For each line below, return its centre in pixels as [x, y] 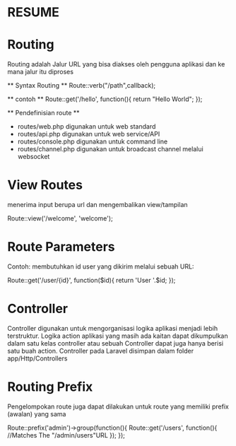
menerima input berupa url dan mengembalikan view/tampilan [98, 205]
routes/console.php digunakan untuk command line [93, 141]
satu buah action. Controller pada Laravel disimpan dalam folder [101, 351]
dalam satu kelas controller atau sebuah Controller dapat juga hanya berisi [116, 343]
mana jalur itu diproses [41, 72]
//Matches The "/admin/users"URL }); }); [66, 435]
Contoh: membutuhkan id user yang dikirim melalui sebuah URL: [101, 266]
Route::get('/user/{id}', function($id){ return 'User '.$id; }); [92, 280]
